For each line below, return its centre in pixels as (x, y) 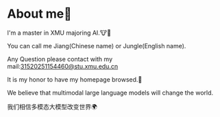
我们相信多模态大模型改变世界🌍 (52, 106)
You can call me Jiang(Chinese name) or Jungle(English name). (97, 46)
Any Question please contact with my (60, 59)
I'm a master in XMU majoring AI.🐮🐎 (59, 33)
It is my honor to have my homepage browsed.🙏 (75, 79)
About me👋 (39, 14)
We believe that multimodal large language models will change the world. (110, 93)
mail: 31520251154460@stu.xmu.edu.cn (63, 66)
